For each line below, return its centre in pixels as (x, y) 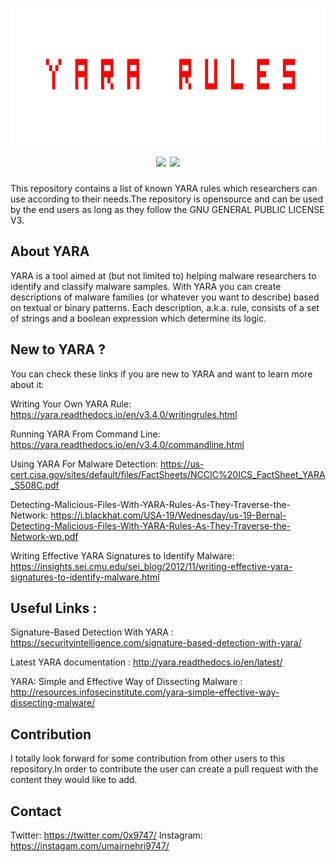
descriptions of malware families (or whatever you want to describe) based (165, 297)
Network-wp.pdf (44, 536)
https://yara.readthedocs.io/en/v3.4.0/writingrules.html (124, 414)
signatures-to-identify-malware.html (85, 577)
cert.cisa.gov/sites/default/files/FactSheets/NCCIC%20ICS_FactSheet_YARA (168, 474)
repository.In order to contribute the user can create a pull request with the (164, 769)
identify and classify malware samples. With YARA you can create (146, 286)
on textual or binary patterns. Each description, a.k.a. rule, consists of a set (165, 307)
